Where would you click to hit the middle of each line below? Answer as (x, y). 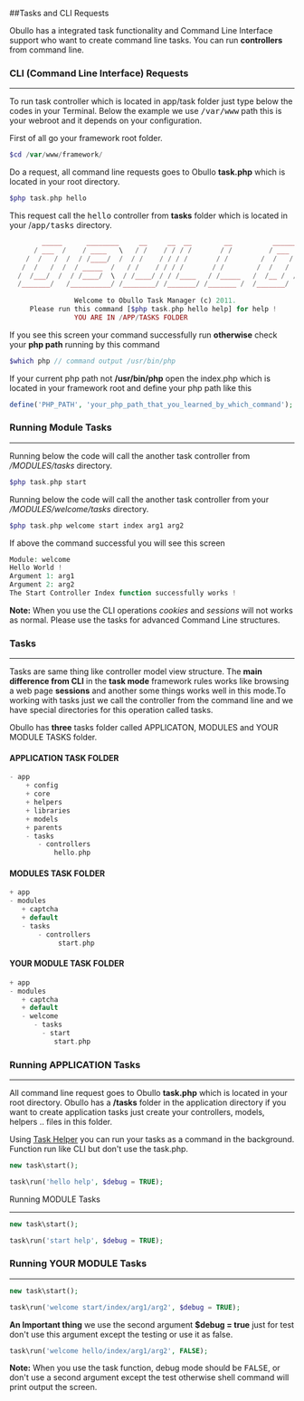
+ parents (44, 827)
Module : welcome (40, 559)
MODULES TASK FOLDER (57, 873)
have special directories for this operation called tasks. (111, 710)
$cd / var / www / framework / (56, 155)
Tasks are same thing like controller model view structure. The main (136, 672)
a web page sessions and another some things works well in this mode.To (148, 691)
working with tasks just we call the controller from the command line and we (152, 700)
